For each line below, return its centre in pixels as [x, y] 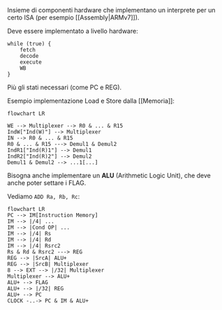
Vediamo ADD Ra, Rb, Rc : [44, 196]
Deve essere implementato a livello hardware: [73, 31]
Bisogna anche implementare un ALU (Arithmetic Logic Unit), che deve [109, 175]
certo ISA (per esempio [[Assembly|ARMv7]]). [73, 17]
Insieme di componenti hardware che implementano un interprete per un [111, 10]
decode [29, 56]
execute [31, 62]
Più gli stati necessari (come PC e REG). [65, 87]
